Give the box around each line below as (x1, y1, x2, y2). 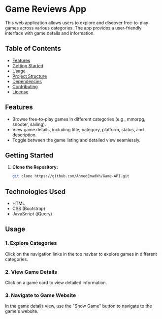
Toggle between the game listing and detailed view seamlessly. (12, 137, 141, 143)
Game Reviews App (5, 3, 87, 15)
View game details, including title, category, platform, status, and (12, 126, 144, 132)
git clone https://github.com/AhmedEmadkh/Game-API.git (12, 174, 130, 179)
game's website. (5, 308, 38, 314)
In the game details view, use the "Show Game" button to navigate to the (5, 303, 152, 309)
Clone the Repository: (12, 164, 58, 170)
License (12, 88, 29, 94)
